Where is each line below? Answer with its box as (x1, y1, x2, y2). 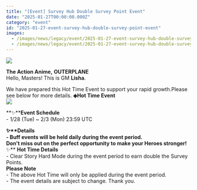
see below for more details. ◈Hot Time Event (6, 92, 116, 99)
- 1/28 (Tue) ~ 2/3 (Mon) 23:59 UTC (6, 115, 93, 123)
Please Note (6, 165, 36, 172)
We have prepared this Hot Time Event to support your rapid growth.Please (6, 85, 188, 92)
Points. (6, 158, 23, 165)
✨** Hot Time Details (6, 146, 59, 153)
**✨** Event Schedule (6, 109, 60, 116)
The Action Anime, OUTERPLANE (6, 68, 89, 75)
